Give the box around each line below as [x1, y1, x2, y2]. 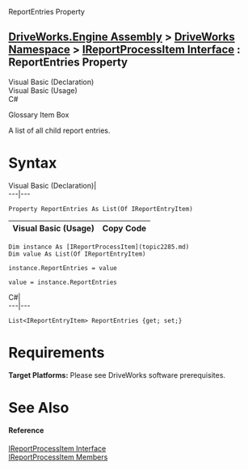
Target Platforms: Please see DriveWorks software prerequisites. [8, 370, 226, 379]
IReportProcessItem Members [8, 452, 108, 462]
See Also [8, 398, 69, 417]
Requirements [8, 343, 105, 362]
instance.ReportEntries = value [8, 264, 117, 272]
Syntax [8, 154, 57, 172]
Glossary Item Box [8, 109, 69, 120]
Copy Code [102, 222, 147, 234]
